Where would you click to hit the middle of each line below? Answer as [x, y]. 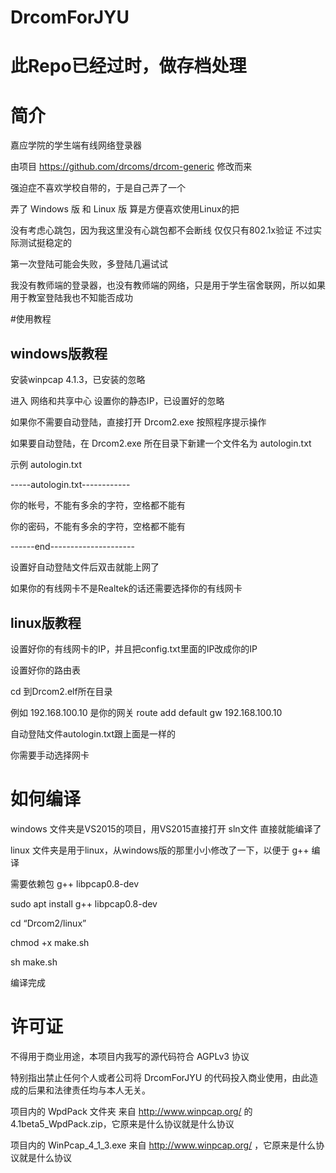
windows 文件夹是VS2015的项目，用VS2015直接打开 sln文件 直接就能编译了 [166, 828]
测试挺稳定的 [45, 243]
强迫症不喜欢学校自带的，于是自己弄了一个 [98, 188]
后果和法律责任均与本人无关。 [89, 1090]
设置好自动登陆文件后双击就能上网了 [85, 567]
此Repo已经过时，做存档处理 [128, 66]
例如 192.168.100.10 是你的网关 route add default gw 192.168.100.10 [146, 712]
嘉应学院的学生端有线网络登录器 [76, 145]
